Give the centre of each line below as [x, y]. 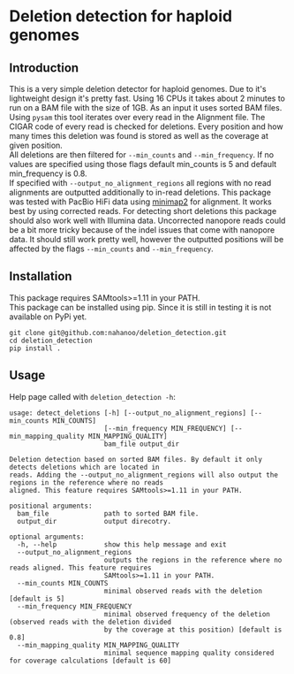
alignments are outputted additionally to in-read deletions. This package [140, 192]
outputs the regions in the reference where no [193, 560]
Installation [41, 276]
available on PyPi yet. [48, 317]
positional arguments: [51, 506]
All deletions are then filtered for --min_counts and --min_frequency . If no [142, 155]
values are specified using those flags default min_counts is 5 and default [143, 164]
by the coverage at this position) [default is [193, 630]
